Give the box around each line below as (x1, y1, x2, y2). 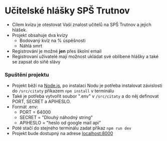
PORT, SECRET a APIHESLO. (12, 98, 71, 104)
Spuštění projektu (5, 71, 49, 78)
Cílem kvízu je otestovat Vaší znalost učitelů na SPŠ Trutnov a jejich (12, 21, 151, 27)
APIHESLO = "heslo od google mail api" (19, 120, 101, 126)
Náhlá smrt (19, 42, 43, 48)
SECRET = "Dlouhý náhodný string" (19, 114, 93, 120)
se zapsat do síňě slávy (12, 58, 61, 64)
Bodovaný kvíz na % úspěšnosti (19, 37, 86, 43)
